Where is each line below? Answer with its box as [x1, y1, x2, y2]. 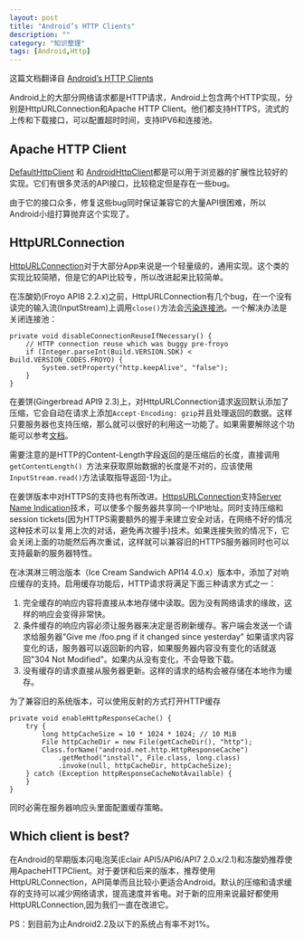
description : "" [9, 30, 71, 39]
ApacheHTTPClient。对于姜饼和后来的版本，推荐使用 [16, 865, 216, 876]
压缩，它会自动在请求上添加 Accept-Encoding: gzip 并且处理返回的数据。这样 [9, 407, 293, 418]
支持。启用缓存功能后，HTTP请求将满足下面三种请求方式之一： [40, 578, 277, 589]
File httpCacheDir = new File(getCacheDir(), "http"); [42, 737, 253, 746]
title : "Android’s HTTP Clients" [9, 22, 136, 31]
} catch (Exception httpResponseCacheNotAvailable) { [25, 769, 233, 778]
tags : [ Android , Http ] [9, 47, 91, 56]
